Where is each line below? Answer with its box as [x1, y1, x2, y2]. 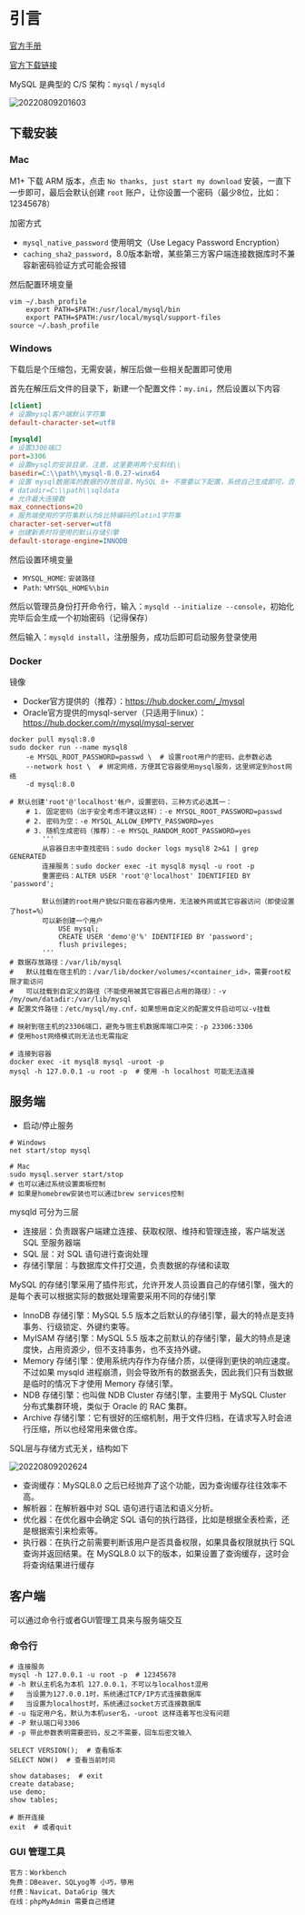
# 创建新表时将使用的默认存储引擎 [9, 529, 120, 538]
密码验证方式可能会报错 [38, 259, 127, 270]
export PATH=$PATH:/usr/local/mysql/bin [25, 305, 181, 314]
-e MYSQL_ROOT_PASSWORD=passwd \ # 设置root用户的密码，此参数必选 [25, 752, 272, 762]
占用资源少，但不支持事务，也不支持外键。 [46, 1344, 206, 1355]
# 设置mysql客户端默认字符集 [9, 409, 106, 418]
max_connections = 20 [9, 502, 84, 512]
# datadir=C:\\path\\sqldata [9, 486, 120, 495]
